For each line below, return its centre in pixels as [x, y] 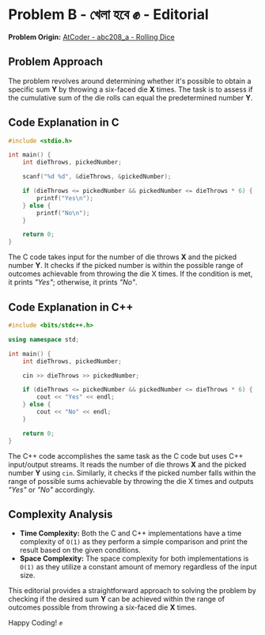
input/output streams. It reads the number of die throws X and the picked [127, 464]
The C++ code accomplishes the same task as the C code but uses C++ [126, 455]
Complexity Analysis [61, 514]
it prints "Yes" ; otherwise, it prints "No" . [73, 282]
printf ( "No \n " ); [63, 213]
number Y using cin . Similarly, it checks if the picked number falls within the [132, 473]
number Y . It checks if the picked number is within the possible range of [126, 266]
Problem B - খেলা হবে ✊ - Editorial [109, 15]
